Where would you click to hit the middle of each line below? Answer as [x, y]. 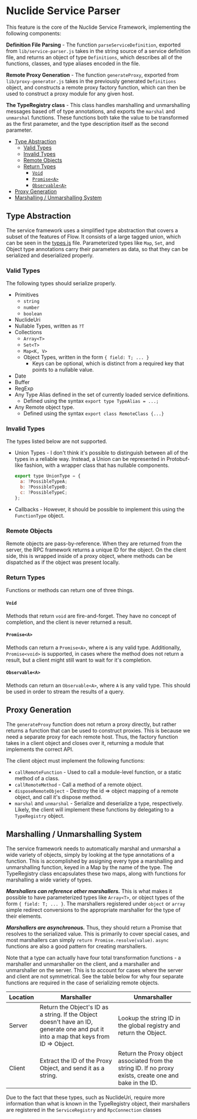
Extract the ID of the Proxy [76, 1061]
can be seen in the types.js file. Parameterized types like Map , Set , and [90, 243]
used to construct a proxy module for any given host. [70, 93]
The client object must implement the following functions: [76, 760]
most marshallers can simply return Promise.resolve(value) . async [87, 940]
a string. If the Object [69, 1014]
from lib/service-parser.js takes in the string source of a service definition [98, 51]
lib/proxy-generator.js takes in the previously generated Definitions [91, 81]
